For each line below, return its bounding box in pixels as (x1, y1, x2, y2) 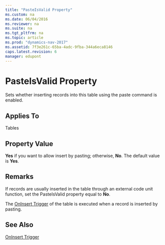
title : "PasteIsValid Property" (5, 7, 72, 12)
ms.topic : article (5, 35, 43, 40)
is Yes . (5, 158, 19, 164)
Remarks (5, 172, 34, 181)
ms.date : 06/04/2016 (5, 16, 48, 21)
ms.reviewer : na (5, 21, 39, 26)
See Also (5, 220, 33, 229)
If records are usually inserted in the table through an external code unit (5, 185, 153, 191)
